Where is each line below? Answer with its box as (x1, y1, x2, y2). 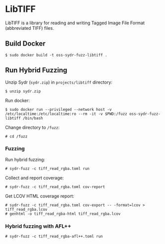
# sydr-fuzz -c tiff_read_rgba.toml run (5, 166, 90, 171)
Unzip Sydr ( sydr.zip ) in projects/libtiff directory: (5, 79, 112, 85)
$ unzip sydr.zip (5, 89, 41, 94)
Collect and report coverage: (5, 175, 64, 181)
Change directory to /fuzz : (5, 124, 60, 130)
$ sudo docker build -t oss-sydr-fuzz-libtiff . (5, 52, 108, 57)
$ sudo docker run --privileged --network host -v (5, 107, 112, 112)
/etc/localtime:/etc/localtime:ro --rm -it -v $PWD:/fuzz (5, 111, 127, 116)
